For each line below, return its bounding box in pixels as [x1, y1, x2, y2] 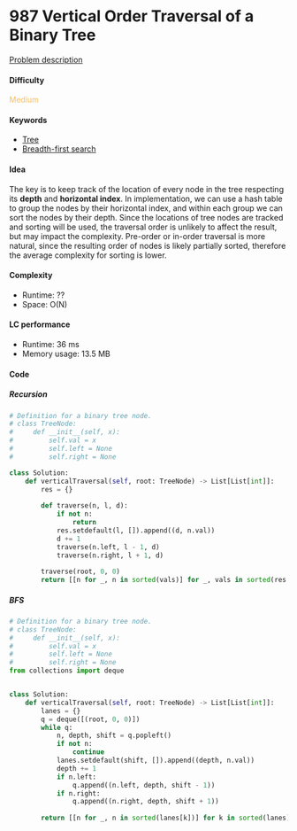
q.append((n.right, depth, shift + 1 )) [72, 797, 219, 806]
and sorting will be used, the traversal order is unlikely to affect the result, [9, 221, 278, 232]
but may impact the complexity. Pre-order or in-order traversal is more [9, 230, 266, 241]
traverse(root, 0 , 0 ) [41, 567, 121, 577]
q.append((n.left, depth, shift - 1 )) [72, 781, 216, 789]
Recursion [9, 389, 48, 400]
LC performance [9, 319, 71, 330]
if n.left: [56, 773, 97, 781]
